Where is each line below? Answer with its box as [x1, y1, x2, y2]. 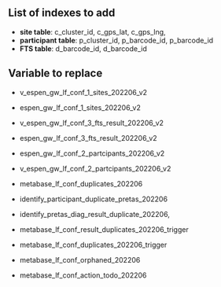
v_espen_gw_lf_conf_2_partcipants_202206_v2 [19, 164, 171, 173]
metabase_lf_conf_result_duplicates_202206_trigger [19, 224, 189, 234]
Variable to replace [8, 67, 103, 80]
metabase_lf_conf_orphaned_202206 [19, 255, 141, 264]
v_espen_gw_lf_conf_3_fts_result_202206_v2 [19, 118, 164, 127]
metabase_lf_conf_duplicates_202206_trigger [19, 240, 168, 249]
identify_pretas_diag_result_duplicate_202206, [19, 209, 171, 219]
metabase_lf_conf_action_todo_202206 [19, 270, 147, 280]
